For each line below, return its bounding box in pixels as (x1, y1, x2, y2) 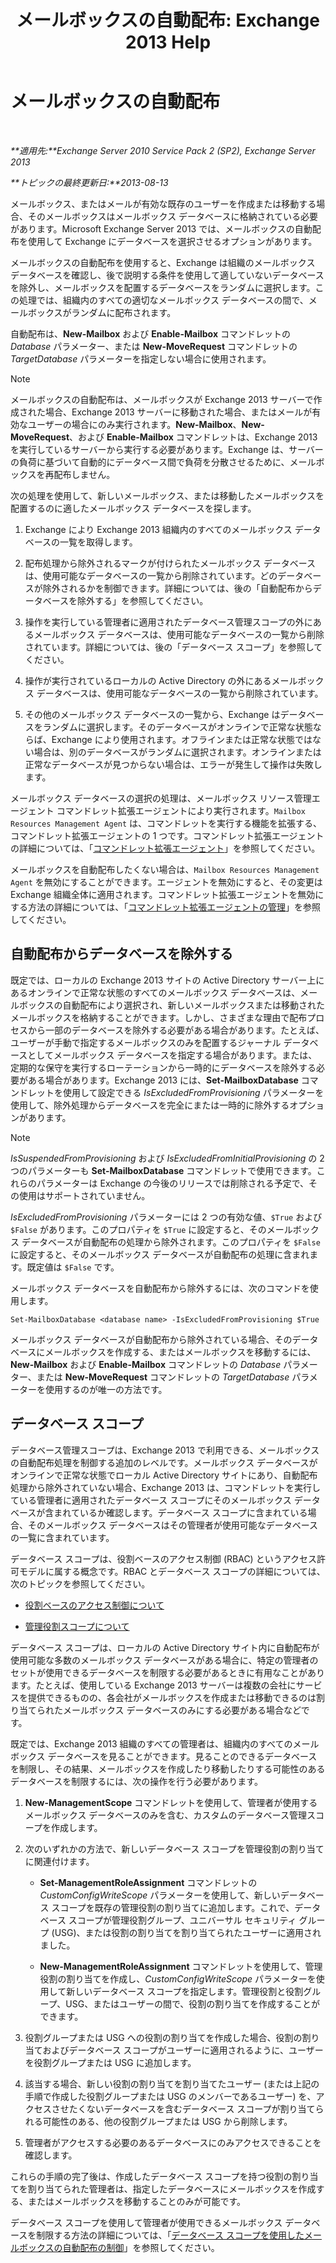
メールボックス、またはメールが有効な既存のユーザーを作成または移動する (10, 197, 317, 210)
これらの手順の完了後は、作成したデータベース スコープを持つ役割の (10, 2170, 293, 2182)
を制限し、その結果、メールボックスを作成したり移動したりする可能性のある (10, 1762, 326, 1775)
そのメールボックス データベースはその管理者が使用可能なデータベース (27, 1519, 319, 1531)
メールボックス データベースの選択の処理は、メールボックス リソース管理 (10, 792, 312, 804)
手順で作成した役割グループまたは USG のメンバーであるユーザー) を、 (24, 2090, 317, 2102)
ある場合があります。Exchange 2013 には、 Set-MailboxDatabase (27, 1074, 299, 1086)
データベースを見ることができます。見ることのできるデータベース (47, 1750, 318, 1762)
